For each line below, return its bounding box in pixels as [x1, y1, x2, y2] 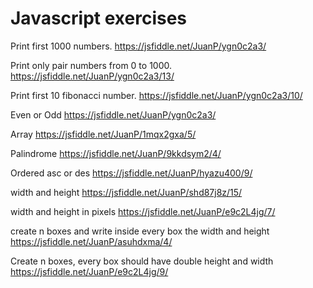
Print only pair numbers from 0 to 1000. [10, 59, 173, 71]
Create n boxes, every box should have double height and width [10, 255, 274, 267]
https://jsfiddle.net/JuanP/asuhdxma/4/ [10, 235, 173, 247]
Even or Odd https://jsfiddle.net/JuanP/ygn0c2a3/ [10, 108, 217, 121]
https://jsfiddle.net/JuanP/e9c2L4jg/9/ [10, 265, 169, 277]
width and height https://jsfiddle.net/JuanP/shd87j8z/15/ [10, 186, 243, 198]
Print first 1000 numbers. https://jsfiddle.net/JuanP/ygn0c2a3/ [10, 40, 267, 52]
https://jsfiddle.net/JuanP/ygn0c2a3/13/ [10, 70, 175, 82]
